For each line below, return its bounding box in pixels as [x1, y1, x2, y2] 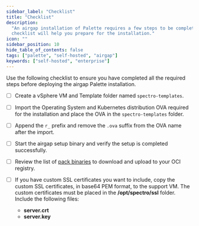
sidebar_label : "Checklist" [6, 8, 76, 15]
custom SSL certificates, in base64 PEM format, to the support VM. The [14, 182, 190, 189]
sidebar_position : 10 [6, 42, 60, 48]
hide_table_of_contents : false [6, 47, 84, 53]
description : [6, 19, 38, 25]
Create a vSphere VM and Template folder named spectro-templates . [14, 92, 184, 99]
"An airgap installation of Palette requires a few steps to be [11, 25, 174, 31]
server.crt [23, 207, 49, 214]
